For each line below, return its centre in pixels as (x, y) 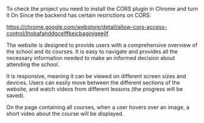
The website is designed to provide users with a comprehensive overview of (102, 45)
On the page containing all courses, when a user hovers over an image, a (98, 107)
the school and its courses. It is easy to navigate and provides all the (92, 52)
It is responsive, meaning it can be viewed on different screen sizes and (96, 76)
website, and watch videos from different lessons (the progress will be (95, 89)
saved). (16, 95)
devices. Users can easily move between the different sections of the (93, 82)
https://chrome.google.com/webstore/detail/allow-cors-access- (87, 27)
